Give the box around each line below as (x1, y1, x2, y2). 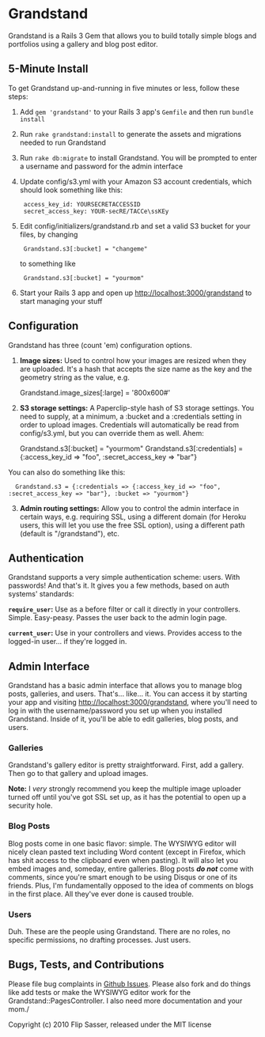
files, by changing (19, 229, 78, 239)
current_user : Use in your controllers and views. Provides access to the (8, 628, 243, 638)
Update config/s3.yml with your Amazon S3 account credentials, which (19, 176, 252, 186)
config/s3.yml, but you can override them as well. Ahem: (19, 428, 204, 437)
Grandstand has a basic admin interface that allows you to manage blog (8, 681, 243, 691)
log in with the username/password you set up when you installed (8, 706, 223, 716)
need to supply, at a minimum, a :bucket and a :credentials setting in (19, 411, 242, 421)
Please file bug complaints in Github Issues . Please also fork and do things (8, 978, 252, 989)
